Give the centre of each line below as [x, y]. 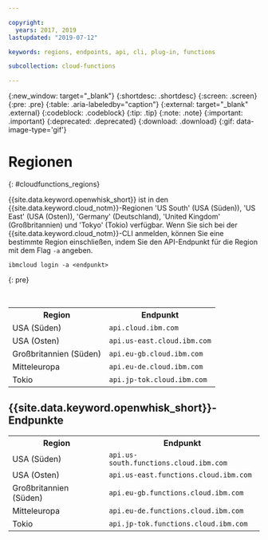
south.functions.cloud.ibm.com [168, 463]
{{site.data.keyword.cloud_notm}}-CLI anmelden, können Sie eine [116, 234]
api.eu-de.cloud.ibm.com [156, 367]
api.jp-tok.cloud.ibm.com [158, 380]
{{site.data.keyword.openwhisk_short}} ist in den [89, 199]
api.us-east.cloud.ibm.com [160, 341]
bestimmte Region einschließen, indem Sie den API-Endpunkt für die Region [133, 242]
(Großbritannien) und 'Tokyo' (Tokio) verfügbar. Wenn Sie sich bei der [123, 225]
